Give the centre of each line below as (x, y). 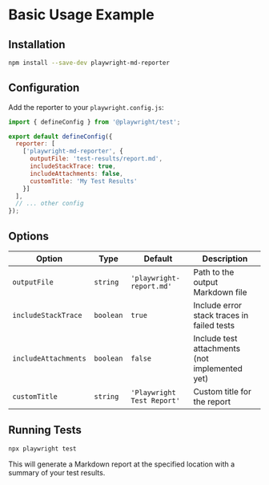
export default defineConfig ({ (60, 137)
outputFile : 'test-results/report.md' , (96, 159)
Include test (215, 338)
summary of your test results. (57, 472)
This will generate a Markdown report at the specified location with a (122, 464)
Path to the (214, 272)
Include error (218, 305)
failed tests (214, 325)
